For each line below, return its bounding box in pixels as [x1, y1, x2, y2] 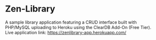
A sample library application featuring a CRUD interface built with [5, 19, 137, 25]
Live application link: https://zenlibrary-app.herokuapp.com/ [5, 29, 127, 35]
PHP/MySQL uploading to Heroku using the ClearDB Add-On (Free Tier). [5, 24, 152, 30]
